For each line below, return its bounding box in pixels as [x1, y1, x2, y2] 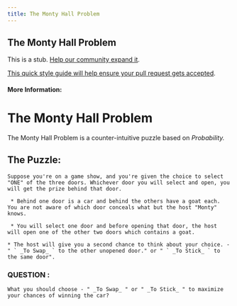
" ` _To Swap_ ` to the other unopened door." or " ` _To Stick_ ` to [7, 247, 221, 254]
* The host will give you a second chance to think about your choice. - [7, 241, 231, 248]
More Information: [7, 86, 62, 94]
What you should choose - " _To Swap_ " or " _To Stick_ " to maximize [7, 286, 224, 293]
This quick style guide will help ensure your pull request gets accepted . [7, 69, 216, 78]
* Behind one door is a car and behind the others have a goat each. [10, 198, 221, 205]
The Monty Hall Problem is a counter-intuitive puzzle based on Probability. [7, 133, 225, 142]
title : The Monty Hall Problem [7, 10, 100, 18]
